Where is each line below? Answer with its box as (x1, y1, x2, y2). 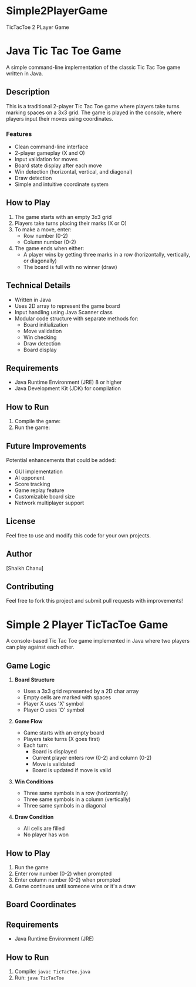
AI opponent (14, 474, 45, 481)
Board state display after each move (14, 162, 103, 169)
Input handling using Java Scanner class (14, 308, 113, 315)
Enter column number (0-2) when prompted (14, 876, 121, 883)
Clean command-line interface (14, 143, 89, 150)
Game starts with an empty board (23, 729, 104, 736)
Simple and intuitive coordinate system (14, 181, 109, 188)
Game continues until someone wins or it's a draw (14, 883, 136, 890)
